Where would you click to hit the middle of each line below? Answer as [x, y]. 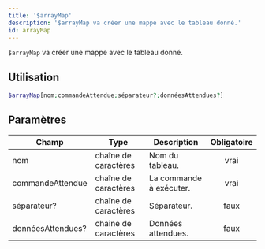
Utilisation [34, 77]
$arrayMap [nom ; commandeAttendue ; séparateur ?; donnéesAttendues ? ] [116, 95]
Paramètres [37, 120]
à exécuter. [170, 188]
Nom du [164, 155]
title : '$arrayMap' [40, 15]
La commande [175, 178]
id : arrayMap [30, 30]
